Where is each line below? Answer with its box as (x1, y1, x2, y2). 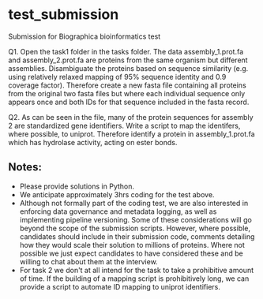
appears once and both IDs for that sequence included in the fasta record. (8, 97, 250, 107)
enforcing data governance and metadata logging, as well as (19, 207, 217, 216)
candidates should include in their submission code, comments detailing (19, 231, 255, 241)
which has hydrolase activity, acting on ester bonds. (8, 137, 178, 147)
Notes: (8, 160, 42, 174)
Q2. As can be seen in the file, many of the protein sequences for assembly (8, 112, 254, 121)
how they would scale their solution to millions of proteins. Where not (19, 240, 245, 249)
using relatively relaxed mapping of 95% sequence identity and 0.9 (8, 72, 227, 81)
